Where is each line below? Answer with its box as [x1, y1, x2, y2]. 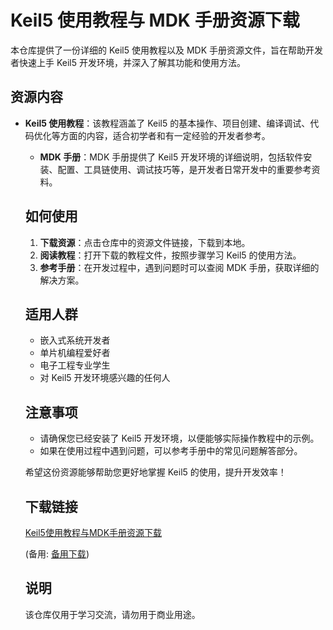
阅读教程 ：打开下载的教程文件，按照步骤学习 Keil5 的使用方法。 [39, 249, 302, 261]
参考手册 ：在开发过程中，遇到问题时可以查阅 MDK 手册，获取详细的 [39, 261, 320, 273]
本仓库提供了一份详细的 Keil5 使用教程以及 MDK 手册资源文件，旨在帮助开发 [10, 44, 324, 56]
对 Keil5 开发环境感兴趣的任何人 [39, 372, 171, 384]
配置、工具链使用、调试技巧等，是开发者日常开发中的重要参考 [57, 163, 312, 175]
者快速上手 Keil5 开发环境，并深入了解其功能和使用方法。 [10, 56, 246, 68]
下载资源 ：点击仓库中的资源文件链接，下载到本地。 [39, 236, 251, 248]
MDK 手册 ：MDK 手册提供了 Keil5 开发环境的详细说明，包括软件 [39, 151, 304, 163]
